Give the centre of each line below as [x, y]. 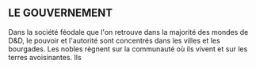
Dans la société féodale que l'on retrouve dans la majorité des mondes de [128, 32]
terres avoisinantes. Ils [45, 57]
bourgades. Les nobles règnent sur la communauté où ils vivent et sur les [128, 49]
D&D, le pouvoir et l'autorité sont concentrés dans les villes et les [114, 40]
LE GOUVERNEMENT [61, 13]
